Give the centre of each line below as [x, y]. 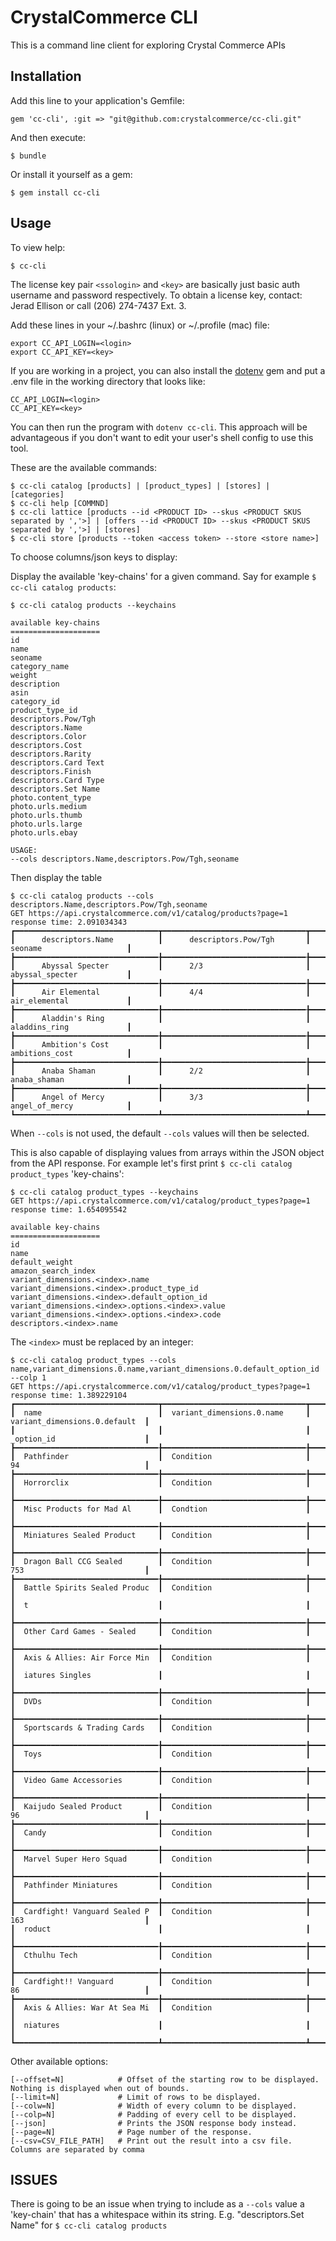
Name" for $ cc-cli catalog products [89, 2225]
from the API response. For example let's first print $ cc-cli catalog [151, 1163]
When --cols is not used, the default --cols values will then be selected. [160, 1133]
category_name [40, 666]
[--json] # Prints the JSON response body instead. [154, 2123]
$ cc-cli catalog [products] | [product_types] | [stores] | [140, 486]
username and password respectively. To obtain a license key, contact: [156, 295]
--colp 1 [28, 1377]
